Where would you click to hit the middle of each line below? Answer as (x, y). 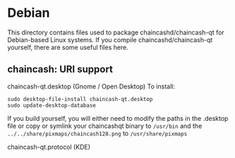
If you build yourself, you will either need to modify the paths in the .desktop (118, 118)
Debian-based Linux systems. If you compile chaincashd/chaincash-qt (110, 39)
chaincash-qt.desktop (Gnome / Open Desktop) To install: (91, 86)
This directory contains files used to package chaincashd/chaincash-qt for (116, 32)
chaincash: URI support (60, 69)
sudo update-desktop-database (52, 105)
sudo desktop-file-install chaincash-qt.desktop (80, 99)
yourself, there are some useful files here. (68, 47)
